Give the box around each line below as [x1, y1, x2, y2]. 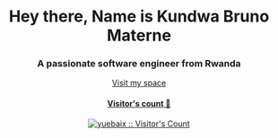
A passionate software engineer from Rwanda [37, 57, 241, 70]
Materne [106, 25, 172, 46]
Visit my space [111, 78, 167, 89]
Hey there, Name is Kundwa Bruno [8, 6, 270, 27]
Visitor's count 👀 [107, 99, 171, 109]
